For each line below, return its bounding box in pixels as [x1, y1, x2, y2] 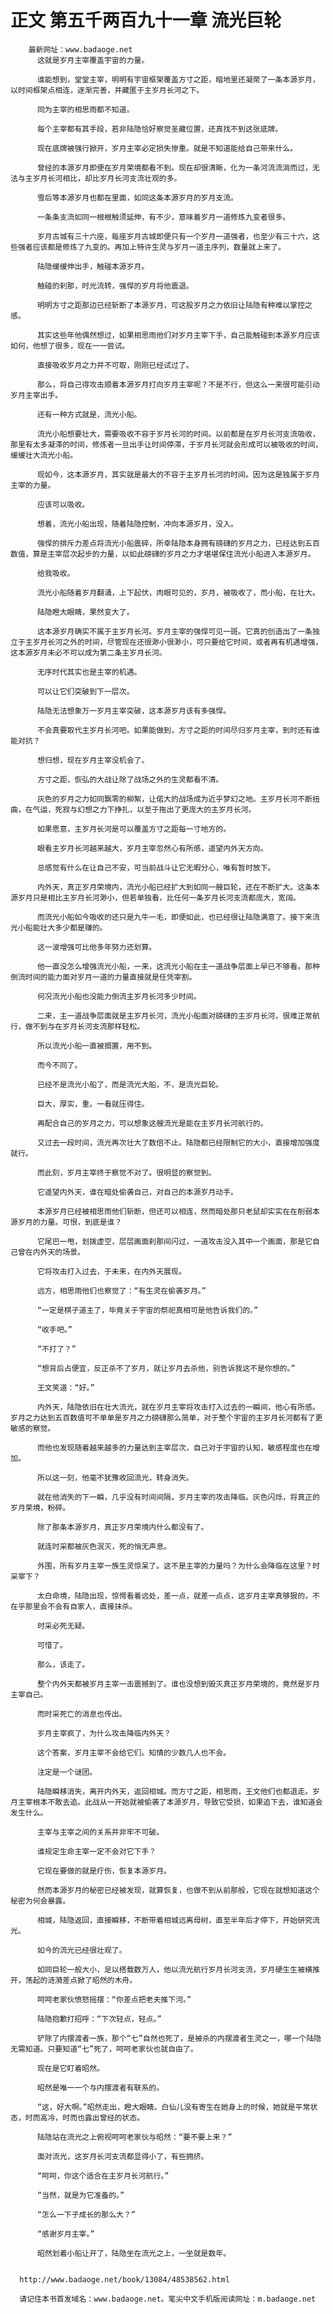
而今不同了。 [36, 1060, 83, 1070]
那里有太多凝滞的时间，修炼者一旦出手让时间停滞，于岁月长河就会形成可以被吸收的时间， [10, 439, 323, 450]
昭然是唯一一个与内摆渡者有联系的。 [36, 2082, 165, 2093]
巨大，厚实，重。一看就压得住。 [36, 1099, 150, 1109]
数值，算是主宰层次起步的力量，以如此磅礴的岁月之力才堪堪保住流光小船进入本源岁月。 [10, 549, 316, 559]
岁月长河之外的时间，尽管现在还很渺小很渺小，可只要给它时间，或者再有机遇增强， [32, 637, 323, 647]
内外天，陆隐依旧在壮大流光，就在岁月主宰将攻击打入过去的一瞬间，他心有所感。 [36, 1402, 320, 1412]
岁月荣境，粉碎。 [10, 1502, 71, 1513]
